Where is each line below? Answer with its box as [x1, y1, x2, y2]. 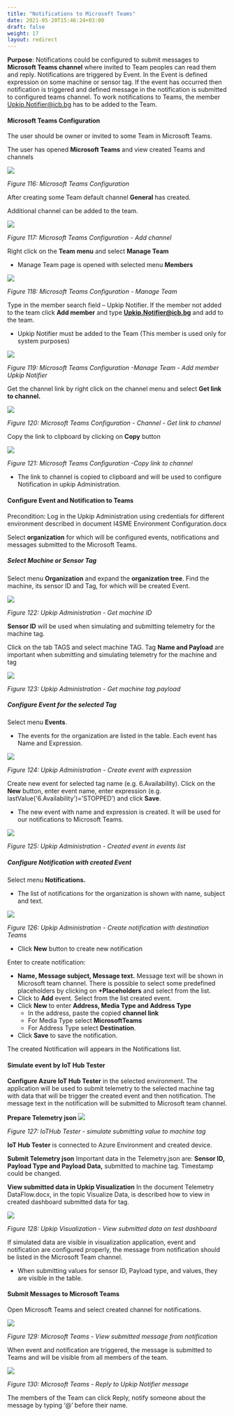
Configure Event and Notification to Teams [7, 496, 134, 505]
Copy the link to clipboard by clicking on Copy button [7, 433, 161, 441]
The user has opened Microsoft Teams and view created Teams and [7, 145, 205, 154]
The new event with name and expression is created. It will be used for [17, 808, 221, 817]
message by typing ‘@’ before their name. [7, 1401, 128, 1409]
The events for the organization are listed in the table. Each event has [17, 732, 217, 740]
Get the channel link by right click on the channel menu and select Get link [7, 385, 222, 393]
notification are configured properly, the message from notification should [7, 1245, 221, 1253]
